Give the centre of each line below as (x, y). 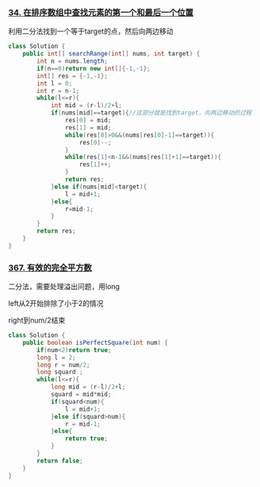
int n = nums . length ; (73, 61)
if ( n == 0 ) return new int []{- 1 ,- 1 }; (94, 68)
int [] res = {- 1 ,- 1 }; (73, 76)
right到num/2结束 (37, 320)
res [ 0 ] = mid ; (88, 121)
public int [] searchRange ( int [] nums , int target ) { (111, 54)
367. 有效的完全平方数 (50, 268)
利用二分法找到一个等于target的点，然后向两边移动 (91, 31)
